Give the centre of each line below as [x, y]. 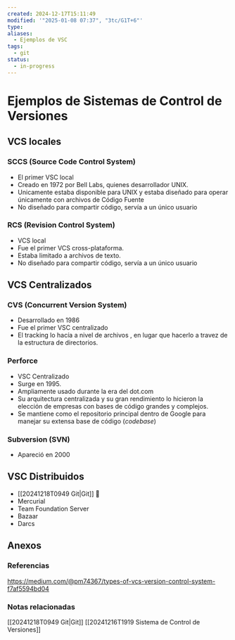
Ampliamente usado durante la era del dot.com [85, 391]
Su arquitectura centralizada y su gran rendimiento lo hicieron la [110, 399]
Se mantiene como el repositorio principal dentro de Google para [112, 414]
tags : [15, 46]
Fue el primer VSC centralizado [63, 328]
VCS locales [34, 142]
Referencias [28, 565]
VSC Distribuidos [46, 476]
